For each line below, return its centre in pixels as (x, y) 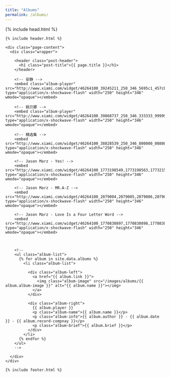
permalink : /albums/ (27, 15)
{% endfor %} (32, 339)
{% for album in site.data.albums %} (58, 259)
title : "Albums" (22, 10)
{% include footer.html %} (34, 370)
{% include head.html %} (31, 29)
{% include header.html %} (34, 39)
